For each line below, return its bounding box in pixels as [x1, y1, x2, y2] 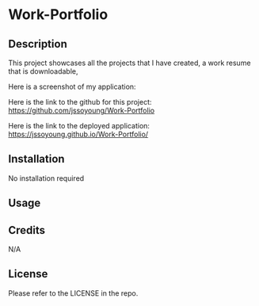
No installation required [8, 173, 85, 183]
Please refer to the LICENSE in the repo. [8, 288, 139, 298]
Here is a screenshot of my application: [8, 82, 136, 91]
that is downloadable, [8, 67, 78, 76]
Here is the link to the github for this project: [8, 98, 152, 106]
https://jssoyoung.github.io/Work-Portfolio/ [8, 129, 149, 139]
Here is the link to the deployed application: [8, 121, 150, 130]
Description [8, 37, 67, 51]
